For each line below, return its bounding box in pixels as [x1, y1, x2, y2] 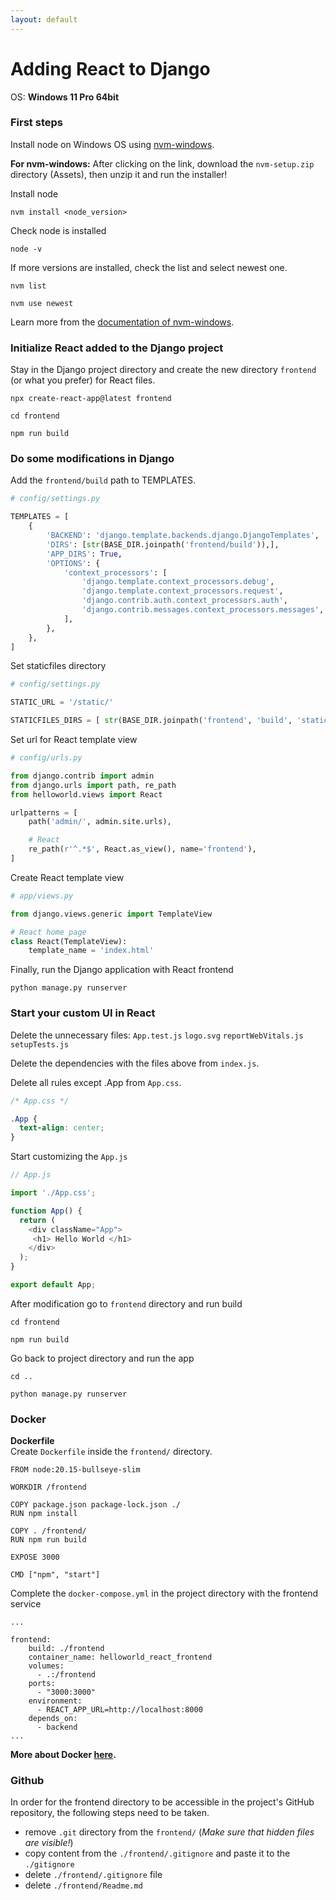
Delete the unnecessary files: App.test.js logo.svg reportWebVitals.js [10, 1029, 304, 1041]
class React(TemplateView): [10, 936, 128, 946]
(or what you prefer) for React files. [10, 374, 156, 386]
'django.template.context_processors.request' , [81, 586, 284, 596]
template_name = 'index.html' [28, 946, 155, 956]
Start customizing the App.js [10, 1151, 128, 1163]
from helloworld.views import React [10, 789, 163, 800]
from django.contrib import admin [10, 771, 155, 781]
